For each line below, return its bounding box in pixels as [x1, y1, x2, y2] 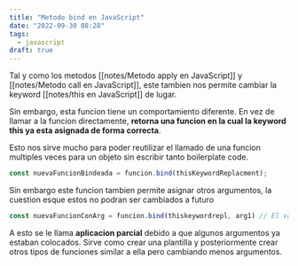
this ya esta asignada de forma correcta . [9, 125, 161, 136]
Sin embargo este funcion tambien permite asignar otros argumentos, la [9, 185, 272, 195]
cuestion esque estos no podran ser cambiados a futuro [9, 194, 215, 205]
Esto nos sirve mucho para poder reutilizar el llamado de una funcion [9, 143, 262, 153]
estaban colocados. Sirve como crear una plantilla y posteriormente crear [9, 237, 278, 247]
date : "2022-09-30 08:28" [9, 21, 105, 30]
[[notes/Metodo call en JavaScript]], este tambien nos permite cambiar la [9, 80, 278, 90]
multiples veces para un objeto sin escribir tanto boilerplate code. [9, 152, 249, 162]
